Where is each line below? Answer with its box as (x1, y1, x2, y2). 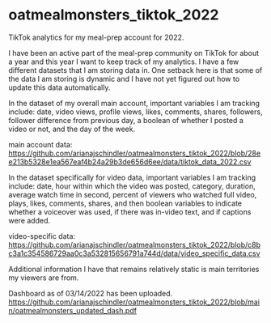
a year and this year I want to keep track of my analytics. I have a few (8, 57, 239, 66)
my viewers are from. (8, 273, 79, 283)
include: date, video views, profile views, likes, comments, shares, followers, (8, 107, 263, 117)
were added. (8, 215, 51, 225)
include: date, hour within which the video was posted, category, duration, (8, 181, 256, 191)
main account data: (8, 139, 73, 149)
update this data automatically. (8, 83, 111, 92)
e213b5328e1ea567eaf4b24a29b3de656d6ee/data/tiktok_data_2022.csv (8, 156, 252, 167)
